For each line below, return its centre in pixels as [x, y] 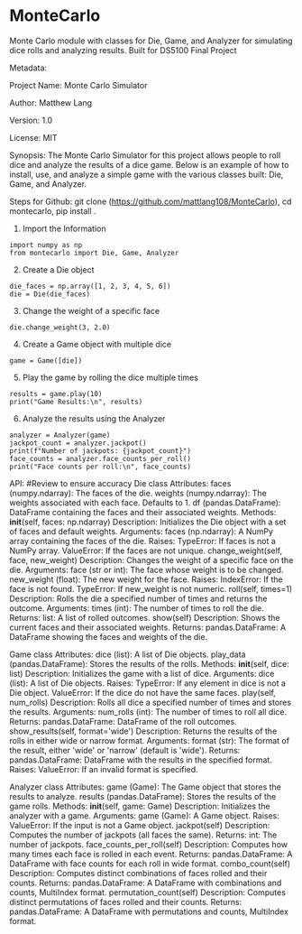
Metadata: [28, 68]
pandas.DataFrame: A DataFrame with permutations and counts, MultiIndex [149, 911]
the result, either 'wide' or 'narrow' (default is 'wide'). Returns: [125, 750]
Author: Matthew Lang [51, 102]
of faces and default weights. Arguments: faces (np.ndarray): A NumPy [141, 531]
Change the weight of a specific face [91, 310]
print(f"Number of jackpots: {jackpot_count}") [101, 451]
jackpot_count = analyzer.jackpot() [78, 443]
